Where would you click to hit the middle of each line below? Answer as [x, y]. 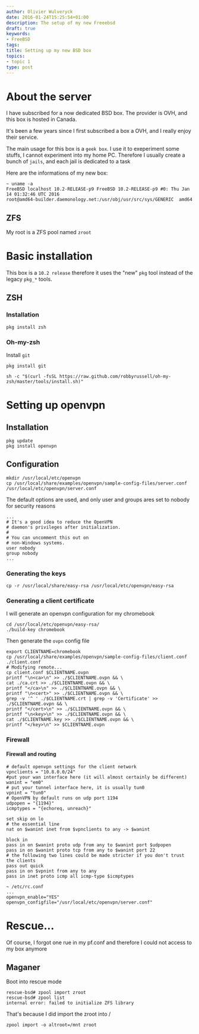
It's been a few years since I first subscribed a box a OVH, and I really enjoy [99, 131]
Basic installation [50, 256]
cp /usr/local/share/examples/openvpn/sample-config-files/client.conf [97, 657]
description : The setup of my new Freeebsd [61, 23]
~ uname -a [20, 184]
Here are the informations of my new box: [57, 173]
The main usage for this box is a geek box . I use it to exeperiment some [93, 149]
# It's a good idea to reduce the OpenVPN [59, 522]
